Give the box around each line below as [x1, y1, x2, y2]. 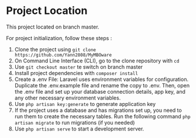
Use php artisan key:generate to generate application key [14, 100, 156, 107]
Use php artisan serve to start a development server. [14, 125, 145, 132]
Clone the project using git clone [14, 45, 97, 53]
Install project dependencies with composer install [14, 69, 139, 76]
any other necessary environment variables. [14, 94, 121, 101]
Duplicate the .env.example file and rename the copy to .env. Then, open [14, 82, 190, 89]
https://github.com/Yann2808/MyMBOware [14, 52, 112, 58]
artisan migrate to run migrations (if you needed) [14, 119, 135, 126]
